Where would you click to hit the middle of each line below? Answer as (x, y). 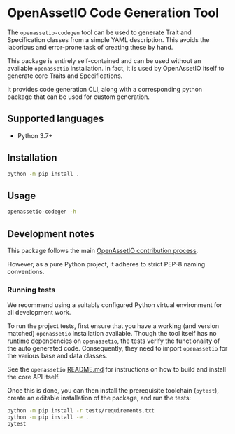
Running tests (31, 290)
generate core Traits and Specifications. (65, 76)
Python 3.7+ (35, 135)
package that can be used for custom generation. (79, 97)
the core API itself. (34, 377)
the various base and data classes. (57, 356)
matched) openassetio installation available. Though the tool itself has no (112, 334)
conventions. (26, 271)
